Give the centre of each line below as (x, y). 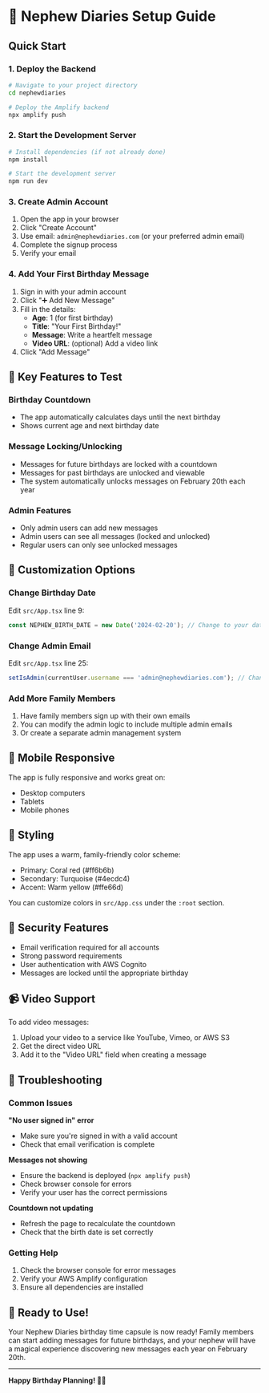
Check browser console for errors (76, 1184)
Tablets (32, 801)
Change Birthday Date (52, 593)
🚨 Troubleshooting (55, 1080)
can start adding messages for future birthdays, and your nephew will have (132, 1340)
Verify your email (48, 253)
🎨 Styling (31, 835)
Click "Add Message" (55, 351)
